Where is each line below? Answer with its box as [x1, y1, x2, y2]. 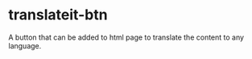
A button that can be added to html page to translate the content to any [8, 32, 244, 42]
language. [8, 40, 42, 50]
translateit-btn [8, 6, 108, 24]
